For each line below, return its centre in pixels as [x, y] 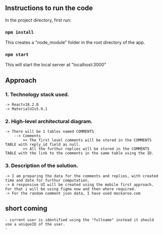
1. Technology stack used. [37, 94]
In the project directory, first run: [38, 20]
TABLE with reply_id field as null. [43, 145]
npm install [20, 32]
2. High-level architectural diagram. [49, 122]
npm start [17, 55]
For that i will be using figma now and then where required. [71, 189]
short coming [26, 209]
